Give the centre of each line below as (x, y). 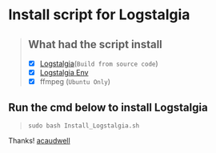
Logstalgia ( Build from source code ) (99, 63)
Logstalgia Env (64, 73)
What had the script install (95, 44)
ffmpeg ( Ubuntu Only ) (75, 82)
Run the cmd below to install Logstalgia (108, 107)
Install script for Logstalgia (99, 15)
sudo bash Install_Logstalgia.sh (84, 126)
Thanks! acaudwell (39, 141)
